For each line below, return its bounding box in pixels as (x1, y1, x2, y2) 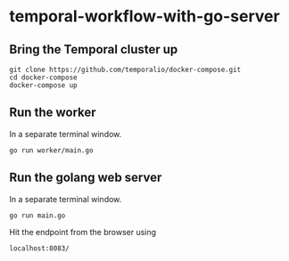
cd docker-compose (9, 73, 78, 82)
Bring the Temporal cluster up (9, 42, 178, 57)
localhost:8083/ (9, 243, 70, 253)
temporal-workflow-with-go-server (9, 6, 280, 27)
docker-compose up (9, 81, 78, 90)
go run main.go (9, 211, 66, 220)
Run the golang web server (9, 170, 162, 185)
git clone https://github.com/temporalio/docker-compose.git (9, 65, 242, 74)
